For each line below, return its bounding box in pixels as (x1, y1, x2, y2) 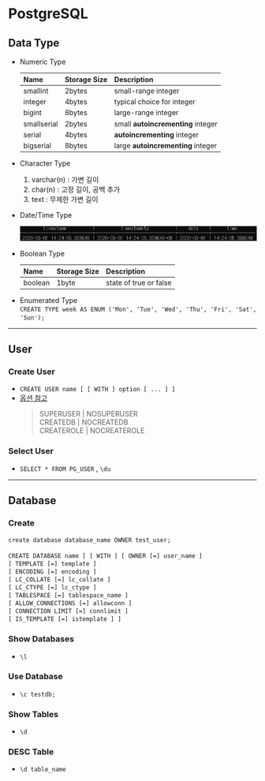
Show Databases (8, 633, 75, 645)
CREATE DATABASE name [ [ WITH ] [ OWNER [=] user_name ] (8, 552, 203, 560)
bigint (23, 108, 42, 118)
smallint (23, 86, 49, 95)
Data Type (8, 36, 60, 50)
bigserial (23, 141, 51, 150)
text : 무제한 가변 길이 (31, 194, 99, 204)
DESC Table (8, 746, 54, 757)
